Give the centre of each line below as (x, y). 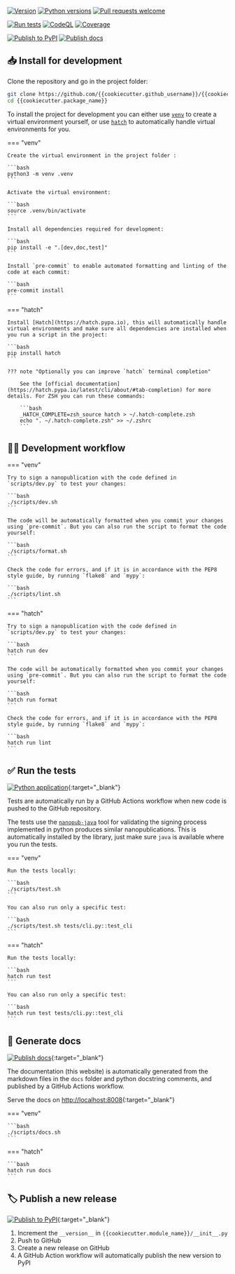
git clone (22, 94)
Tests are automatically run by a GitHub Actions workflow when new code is (117, 801)
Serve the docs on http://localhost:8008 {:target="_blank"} (91, 1100)
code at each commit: (39, 272)
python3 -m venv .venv (40, 174)
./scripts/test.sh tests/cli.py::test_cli (70, 926)
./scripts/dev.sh (33, 502)
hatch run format (33, 700)
